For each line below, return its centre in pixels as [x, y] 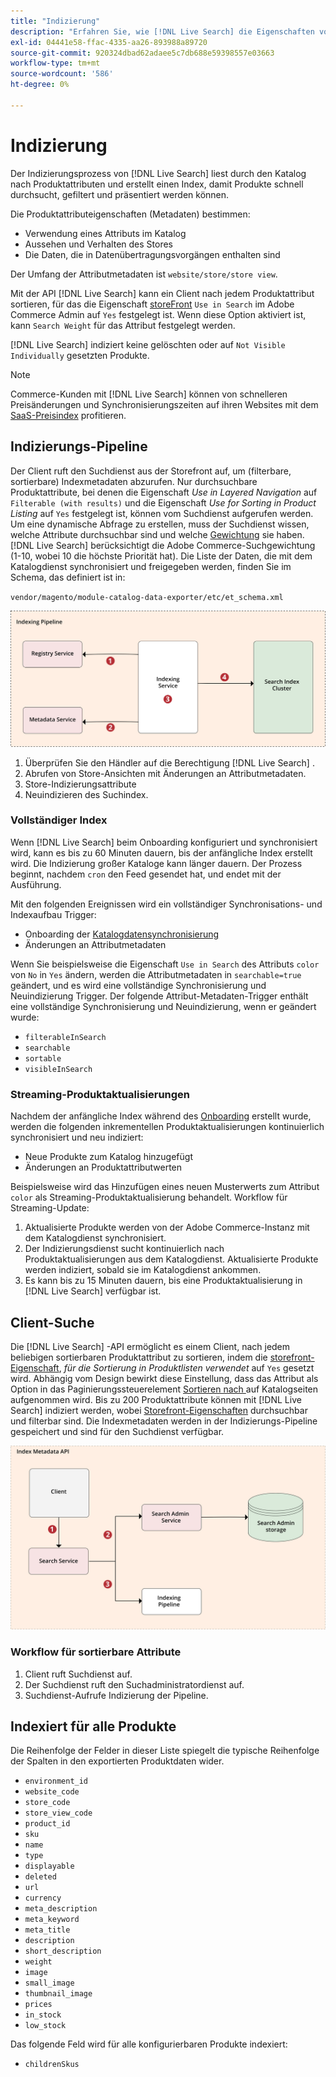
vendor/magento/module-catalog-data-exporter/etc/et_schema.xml [147, 597]
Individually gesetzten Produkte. [80, 355]
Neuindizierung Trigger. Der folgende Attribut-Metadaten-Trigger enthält [159, 996]
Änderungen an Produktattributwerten [103, 1167]
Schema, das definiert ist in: [68, 577]
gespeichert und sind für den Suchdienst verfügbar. [117, 1431]
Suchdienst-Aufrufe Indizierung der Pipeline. [116, 1695]
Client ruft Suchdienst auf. [78, 1674]
